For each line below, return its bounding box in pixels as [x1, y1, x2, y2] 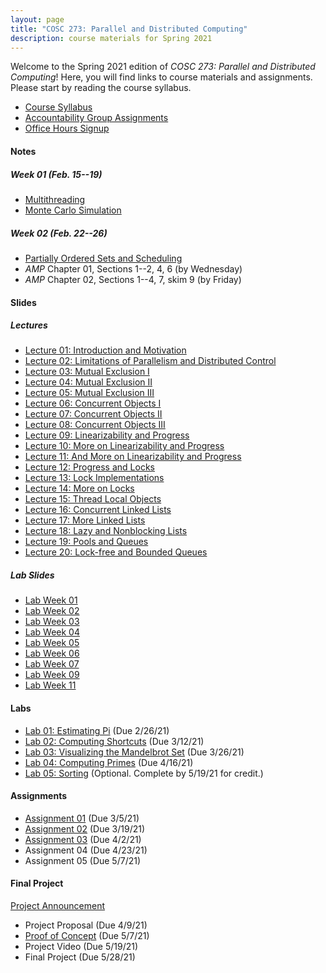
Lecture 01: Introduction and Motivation [24, 344, 187, 356]
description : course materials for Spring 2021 [10, 33, 213, 43]
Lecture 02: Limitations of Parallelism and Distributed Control [24, 355, 277, 367]
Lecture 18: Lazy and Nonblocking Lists [24, 525, 188, 537]
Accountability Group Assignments [24, 112, 169, 124]
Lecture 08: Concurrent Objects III [24, 419, 166, 431]
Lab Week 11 [24, 679, 77, 691]
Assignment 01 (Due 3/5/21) [24, 812, 140, 824]
